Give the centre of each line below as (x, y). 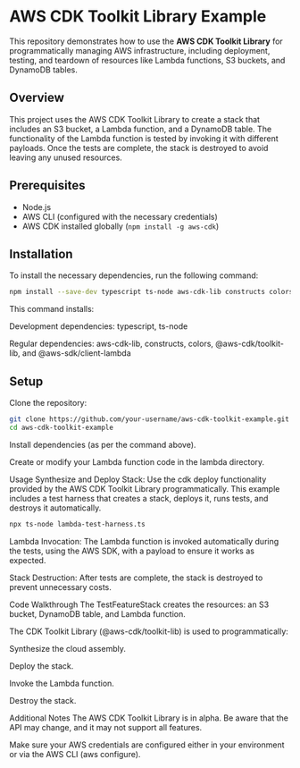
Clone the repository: (48, 403)
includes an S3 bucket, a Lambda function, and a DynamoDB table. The (141, 129)
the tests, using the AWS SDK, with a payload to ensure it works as (132, 551)
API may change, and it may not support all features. (106, 727)
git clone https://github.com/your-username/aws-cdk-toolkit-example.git (150, 419)
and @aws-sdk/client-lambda (76, 353)
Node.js (37, 207)
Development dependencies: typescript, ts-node (99, 326)
